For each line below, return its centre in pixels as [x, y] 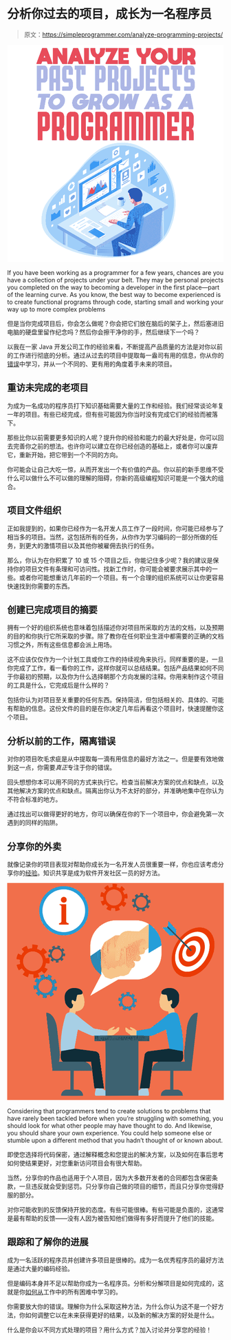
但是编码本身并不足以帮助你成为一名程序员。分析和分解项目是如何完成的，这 [115, 1283]
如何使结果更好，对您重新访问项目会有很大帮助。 [76, 1163]
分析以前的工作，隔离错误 [61, 741]
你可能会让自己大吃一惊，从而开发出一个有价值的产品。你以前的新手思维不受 [115, 469]
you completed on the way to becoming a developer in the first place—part [113, 287]
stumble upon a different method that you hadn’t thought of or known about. [115, 1140]
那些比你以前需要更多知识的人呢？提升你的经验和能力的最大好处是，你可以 [112, 437]
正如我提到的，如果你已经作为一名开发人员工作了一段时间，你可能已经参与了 [115, 528]
